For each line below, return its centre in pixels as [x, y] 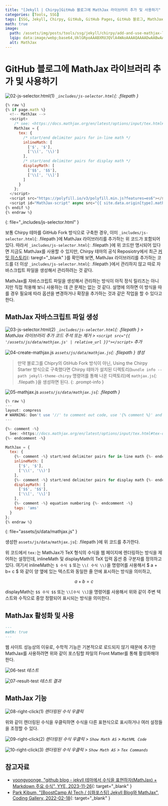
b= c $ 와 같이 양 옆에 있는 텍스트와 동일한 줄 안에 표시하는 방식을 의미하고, [78, 571]
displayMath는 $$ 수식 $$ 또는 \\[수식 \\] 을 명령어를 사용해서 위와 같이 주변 [80, 592]
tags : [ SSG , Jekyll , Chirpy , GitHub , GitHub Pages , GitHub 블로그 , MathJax [84, 19]
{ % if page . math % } [25, 110]
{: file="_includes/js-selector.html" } [42, 222]
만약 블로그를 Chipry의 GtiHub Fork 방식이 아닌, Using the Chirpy [82, 363]
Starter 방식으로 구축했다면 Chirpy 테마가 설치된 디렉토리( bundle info [86, 369]
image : [12, 29]
